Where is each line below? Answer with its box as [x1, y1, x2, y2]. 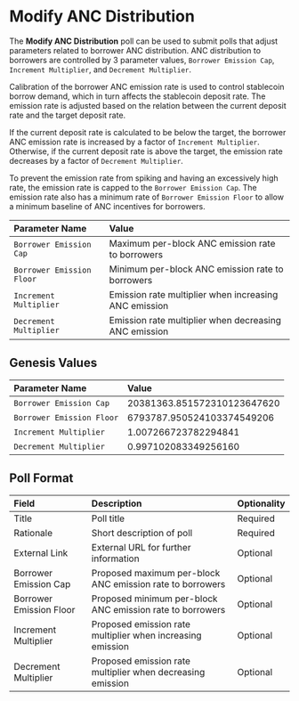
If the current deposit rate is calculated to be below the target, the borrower [9, 126, 287, 137]
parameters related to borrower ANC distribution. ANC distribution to [9, 45, 261, 55]
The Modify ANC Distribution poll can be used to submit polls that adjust [9, 36, 279, 46]
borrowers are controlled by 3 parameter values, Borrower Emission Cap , [9, 54, 275, 65]
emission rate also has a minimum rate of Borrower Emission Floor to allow [9, 192, 285, 202]
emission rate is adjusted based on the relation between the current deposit [9, 100, 287, 110]
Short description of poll [91, 526, 193, 539]
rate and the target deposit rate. [9, 110, 126, 120]
